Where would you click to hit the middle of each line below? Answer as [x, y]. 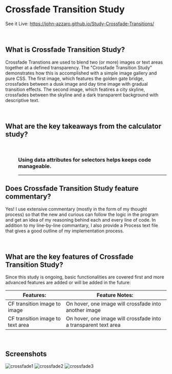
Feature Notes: [115, 295]
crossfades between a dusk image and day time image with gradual [77, 84]
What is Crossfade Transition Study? [65, 50]
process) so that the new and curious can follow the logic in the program [82, 214]
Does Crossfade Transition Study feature [72, 189]
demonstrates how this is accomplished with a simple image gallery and [81, 73]
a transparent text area [93, 325]
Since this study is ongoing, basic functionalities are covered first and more [85, 277]
